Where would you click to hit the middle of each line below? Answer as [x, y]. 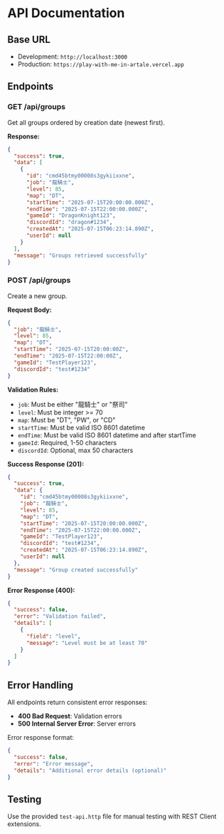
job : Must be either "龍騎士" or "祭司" [73, 404]
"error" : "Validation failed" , [60, 616]
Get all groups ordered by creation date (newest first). [86, 122]
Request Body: [30, 310]
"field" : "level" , [53, 636]
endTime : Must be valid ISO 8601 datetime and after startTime [107, 435]
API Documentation [66, 13]
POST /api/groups [39, 280]
